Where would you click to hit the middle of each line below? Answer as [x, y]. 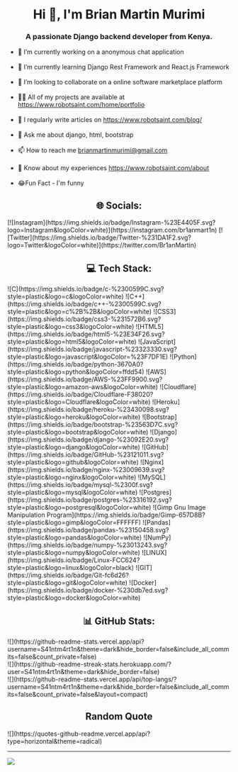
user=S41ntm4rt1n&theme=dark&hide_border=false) [84, 671]
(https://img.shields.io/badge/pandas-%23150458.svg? [88, 530]
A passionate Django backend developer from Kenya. [119, 37]
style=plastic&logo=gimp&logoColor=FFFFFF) [74, 522]
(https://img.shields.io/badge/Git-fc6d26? [68, 575]
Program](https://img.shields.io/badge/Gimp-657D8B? [126, 515]
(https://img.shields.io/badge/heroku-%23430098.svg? [89, 410]
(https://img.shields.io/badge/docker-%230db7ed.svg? [88, 591]
